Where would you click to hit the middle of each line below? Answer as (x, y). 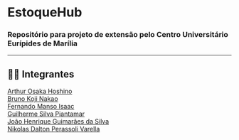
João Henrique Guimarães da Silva (58, 122)
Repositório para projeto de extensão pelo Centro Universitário (118, 35)
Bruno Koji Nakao (33, 99)
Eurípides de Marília (43, 43)
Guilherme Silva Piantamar (46, 114)
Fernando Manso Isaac (41, 107)
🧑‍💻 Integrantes (41, 74)
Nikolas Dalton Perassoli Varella (54, 129)
